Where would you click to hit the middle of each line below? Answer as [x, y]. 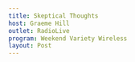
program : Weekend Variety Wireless [68, 38]
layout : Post [30, 46]
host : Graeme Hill [39, 23]
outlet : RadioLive [39, 31]
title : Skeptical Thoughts [53, 16]
